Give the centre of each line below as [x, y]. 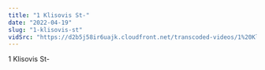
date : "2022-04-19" [40, 23]
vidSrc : [21, 37]
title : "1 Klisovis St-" [49, 15]
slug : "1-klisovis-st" [45, 30]
